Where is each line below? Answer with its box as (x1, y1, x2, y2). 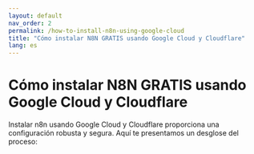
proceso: (8, 137, 38, 147)
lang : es (8, 42, 38, 50)
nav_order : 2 (8, 19, 52, 27)
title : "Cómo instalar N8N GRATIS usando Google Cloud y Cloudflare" (8, 34, 246, 43)
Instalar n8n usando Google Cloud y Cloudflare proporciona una (8, 120, 220, 129)
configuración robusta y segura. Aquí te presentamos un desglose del (8, 128, 239, 138)
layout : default (8, 11, 62, 20)
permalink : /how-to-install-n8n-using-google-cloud (8, 26, 184, 34)
